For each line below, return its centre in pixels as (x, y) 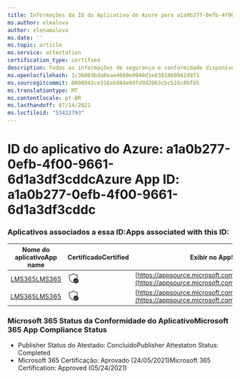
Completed (34, 353)
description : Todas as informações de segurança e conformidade (105, 68)
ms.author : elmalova (38, 22)
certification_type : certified (54, 61)
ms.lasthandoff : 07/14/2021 (49, 106)
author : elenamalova (38, 30)
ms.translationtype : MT (43, 90)
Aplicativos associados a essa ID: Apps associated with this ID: (119, 232)
